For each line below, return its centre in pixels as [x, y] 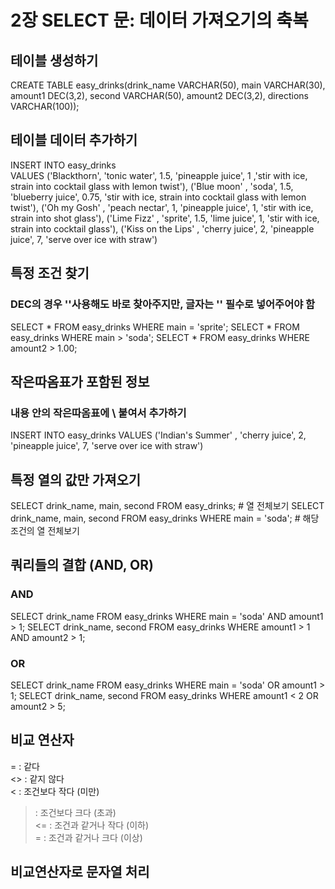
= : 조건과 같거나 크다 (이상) [88, 837]
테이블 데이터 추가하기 [74, 140]
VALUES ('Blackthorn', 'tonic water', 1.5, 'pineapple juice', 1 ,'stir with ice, [159, 175]
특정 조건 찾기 [50, 273]
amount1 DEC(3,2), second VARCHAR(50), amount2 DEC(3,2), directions [159, 95]
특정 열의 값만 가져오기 [76, 479]
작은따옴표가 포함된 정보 [80, 381]
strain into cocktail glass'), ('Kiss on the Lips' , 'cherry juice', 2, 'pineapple [162, 228]
